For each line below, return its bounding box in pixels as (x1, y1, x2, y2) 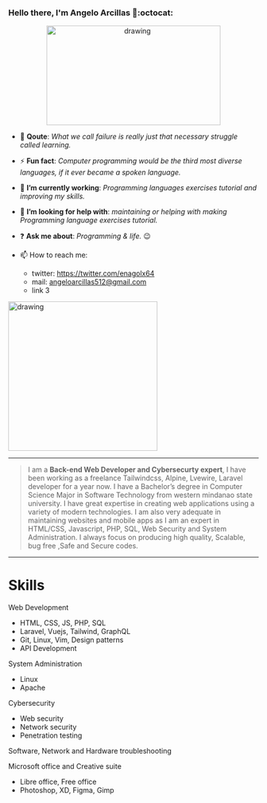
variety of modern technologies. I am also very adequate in (27, 507, 221, 517)
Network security (19, 723, 77, 732)
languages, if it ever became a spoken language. (19, 167, 181, 178)
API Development (19, 644, 77, 653)
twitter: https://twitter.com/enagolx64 (31, 268, 155, 278)
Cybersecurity (8, 699, 56, 708)
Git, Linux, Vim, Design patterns (19, 635, 124, 644)
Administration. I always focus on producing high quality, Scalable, (27, 533, 246, 543)
